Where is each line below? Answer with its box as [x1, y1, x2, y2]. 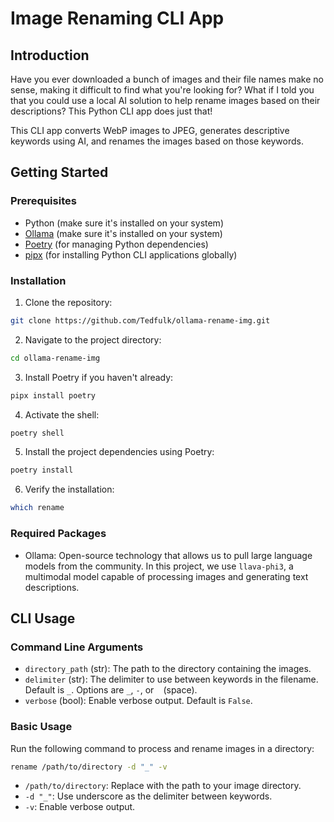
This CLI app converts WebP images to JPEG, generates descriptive [10, 125, 290, 136]
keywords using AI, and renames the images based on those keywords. [10, 135, 304, 147]
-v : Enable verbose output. [24, 801, 136, 813]
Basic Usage [10, 720, 73, 734]
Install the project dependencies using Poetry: [24, 446, 215, 458]
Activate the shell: [24, 408, 100, 421]
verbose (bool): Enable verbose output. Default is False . [24, 695, 253, 707]
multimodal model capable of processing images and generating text [24, 570, 309, 582]
